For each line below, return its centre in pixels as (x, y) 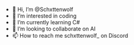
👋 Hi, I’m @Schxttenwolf (43, 9)
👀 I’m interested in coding (44, 16)
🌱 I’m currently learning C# (46, 22)
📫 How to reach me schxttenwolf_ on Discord (70, 36)
